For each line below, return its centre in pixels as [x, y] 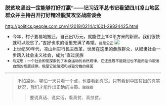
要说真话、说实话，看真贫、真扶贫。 [66, 98]
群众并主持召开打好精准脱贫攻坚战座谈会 [53, 15]
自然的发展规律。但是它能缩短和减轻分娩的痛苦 [53, 66]
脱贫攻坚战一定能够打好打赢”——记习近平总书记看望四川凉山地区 [82, 7]
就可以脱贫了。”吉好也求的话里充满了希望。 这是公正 [63, 43]
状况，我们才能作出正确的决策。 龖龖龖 [55, 87]
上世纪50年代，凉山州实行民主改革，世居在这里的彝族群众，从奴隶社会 [84, 49]
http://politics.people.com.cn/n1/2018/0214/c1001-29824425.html [72, 26]
